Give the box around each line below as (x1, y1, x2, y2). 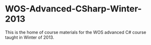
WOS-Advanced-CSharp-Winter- (5, 3, 142, 14)
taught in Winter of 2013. (5, 34, 54, 40)
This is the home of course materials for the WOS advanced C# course (5, 29, 147, 35)
